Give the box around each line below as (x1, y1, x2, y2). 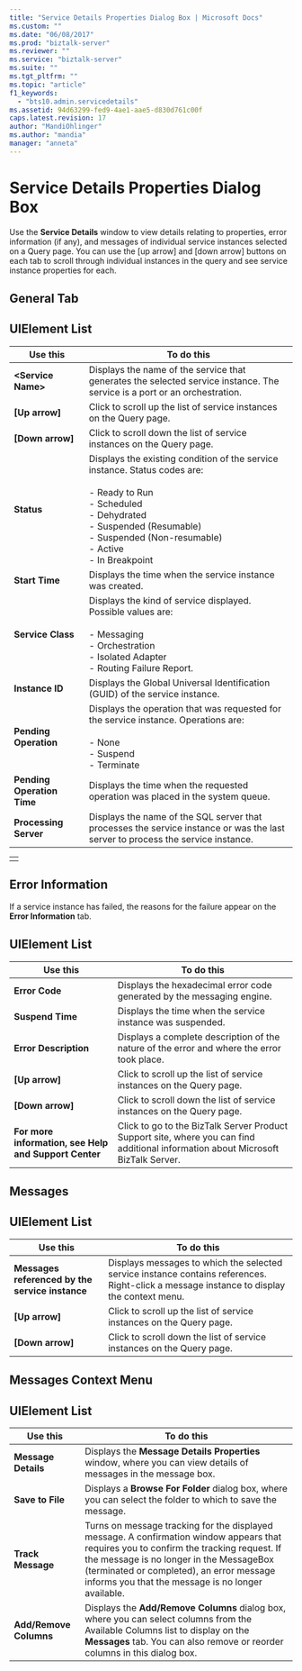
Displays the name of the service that (88, 363, 246, 376)
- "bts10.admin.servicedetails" (17, 96, 139, 106)
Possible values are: (88, 605, 173, 618)
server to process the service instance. (88, 832, 253, 845)
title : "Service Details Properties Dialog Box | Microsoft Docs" (9, 13, 263, 23)
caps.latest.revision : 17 (9, 114, 106, 123)
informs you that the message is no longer (84, 1576, 262, 1588)
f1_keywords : (9, 88, 58, 97)
